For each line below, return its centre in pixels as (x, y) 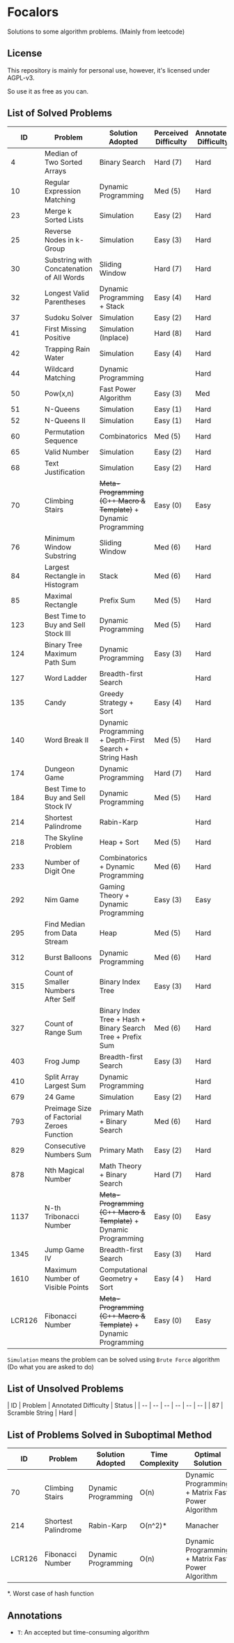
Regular (57, 182)
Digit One (60, 871)
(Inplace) (114, 337)
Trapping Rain (67, 348)
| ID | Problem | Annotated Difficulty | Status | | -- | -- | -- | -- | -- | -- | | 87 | (115, 1406)
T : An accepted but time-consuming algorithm (83, 1632)
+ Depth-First (122, 739)
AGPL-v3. (21, 78)
